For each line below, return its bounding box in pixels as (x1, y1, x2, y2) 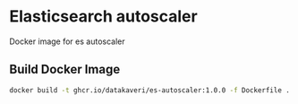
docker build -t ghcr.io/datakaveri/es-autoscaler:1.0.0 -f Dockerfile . (9, 85, 291, 95)
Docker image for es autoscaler (9, 36, 125, 47)
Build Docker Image (9, 62, 121, 77)
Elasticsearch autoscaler (9, 6, 199, 27)
